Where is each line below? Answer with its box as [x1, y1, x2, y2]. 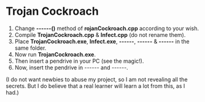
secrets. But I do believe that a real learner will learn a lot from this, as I [6, 82, 185, 90]
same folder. [14, 44, 47, 52]
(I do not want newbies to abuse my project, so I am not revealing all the [6, 76, 188, 83]
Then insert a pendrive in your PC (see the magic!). [14, 57, 144, 65]
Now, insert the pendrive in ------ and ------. [14, 63, 128, 71]
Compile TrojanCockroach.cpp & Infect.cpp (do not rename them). [14, 31, 186, 38]
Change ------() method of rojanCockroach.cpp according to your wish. [14, 25, 199, 32]
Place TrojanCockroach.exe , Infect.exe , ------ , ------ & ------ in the [14, 37, 190, 45]
